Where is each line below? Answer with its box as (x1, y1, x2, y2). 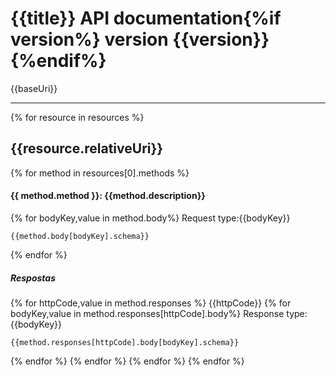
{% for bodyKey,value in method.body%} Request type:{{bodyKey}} (10, 212, 291, 224)
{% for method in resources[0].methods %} (10, 167, 190, 179)
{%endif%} (10, 50, 107, 72)
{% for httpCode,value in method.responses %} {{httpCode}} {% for (10, 297, 292, 309)
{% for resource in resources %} (10, 111, 145, 123)
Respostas (10, 272, 57, 284)
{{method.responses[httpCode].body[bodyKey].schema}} (10, 337, 240, 347)
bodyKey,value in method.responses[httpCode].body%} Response (10, 307, 285, 319)
